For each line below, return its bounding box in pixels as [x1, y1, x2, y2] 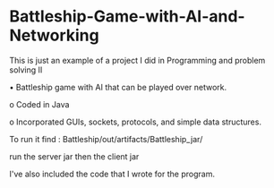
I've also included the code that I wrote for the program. [9, 168, 215, 179]
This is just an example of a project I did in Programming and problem [9, 55, 266, 65]
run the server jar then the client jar [9, 150, 140, 162]
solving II [9, 64, 43, 75]
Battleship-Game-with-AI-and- [9, 6, 245, 27]
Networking [9, 25, 100, 46]
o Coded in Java [9, 98, 70, 109]
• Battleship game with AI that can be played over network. [9, 81, 227, 92]
